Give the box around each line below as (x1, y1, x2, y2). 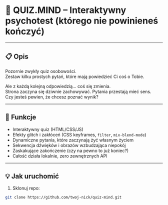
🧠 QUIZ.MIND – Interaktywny (5, 4, 126, 16)
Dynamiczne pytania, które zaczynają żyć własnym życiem (12, 137, 134, 143)
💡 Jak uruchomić (5, 172, 59, 180)
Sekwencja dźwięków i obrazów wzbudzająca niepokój (12, 142, 126, 148)
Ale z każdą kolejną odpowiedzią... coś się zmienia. (5, 83, 111, 89)
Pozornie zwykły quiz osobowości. (5, 68, 76, 74)
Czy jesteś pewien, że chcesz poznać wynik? (5, 93, 98, 99)
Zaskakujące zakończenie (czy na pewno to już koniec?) (12, 147, 129, 153)
